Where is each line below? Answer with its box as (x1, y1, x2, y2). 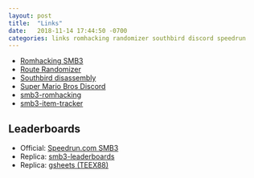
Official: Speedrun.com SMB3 (19, 144, 119, 153)
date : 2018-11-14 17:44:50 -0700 (8, 26, 128, 34)
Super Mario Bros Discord (19, 82, 106, 91)
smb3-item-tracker (19, 99, 84, 108)
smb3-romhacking (19, 90, 82, 100)
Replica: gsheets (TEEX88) (19, 160, 109, 170)
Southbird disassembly (19, 73, 96, 83)
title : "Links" (8, 19, 63, 27)
